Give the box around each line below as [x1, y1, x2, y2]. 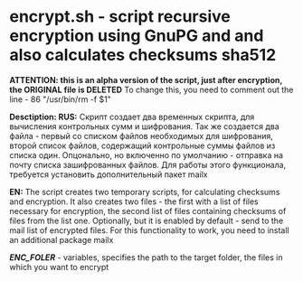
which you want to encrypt [9, 261, 109, 272]
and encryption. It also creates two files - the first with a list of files [9, 196, 260, 207]
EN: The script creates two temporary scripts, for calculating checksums [9, 186, 280, 197]
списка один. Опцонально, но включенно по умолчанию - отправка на [9, 149, 283, 160]
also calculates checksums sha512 [9, 45, 277, 65]
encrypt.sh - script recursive [9, 6, 231, 27]
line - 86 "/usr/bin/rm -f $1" [9, 93, 111, 105]
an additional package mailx [9, 234, 114, 245]
